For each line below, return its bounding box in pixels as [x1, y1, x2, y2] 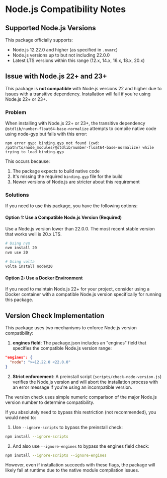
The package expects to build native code [12, 168, 100, 174]
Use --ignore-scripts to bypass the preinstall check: [12, 424, 123, 430]
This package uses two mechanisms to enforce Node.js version [5, 325, 137, 331]
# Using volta [5, 259, 35, 264]
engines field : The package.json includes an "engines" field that [12, 340, 147, 346]
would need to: [5, 414, 36, 421]
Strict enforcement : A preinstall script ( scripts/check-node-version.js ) [12, 373, 162, 379]
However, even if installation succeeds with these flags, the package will [5, 462, 155, 468]
